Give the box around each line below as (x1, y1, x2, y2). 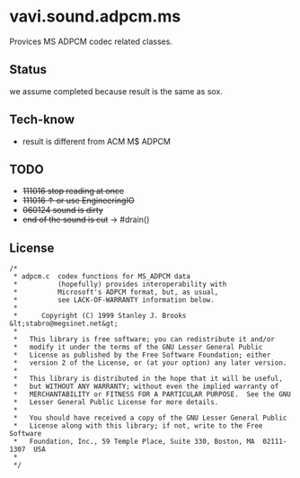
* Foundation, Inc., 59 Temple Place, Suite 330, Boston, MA (13, 438, 255, 447)
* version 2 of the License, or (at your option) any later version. (13, 358, 287, 367)
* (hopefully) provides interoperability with (13, 280, 227, 289)
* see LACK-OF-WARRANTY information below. (13, 296, 216, 305)
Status (9, 62, 48, 77)
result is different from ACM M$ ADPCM (22, 136, 171, 146)
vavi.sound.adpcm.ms (9, 6, 181, 27)
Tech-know (9, 112, 75, 128)
